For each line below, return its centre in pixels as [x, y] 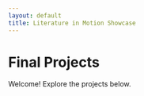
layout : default [35, 15]
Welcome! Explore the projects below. [70, 84]
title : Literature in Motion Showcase [72, 23]
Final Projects [54, 62]
